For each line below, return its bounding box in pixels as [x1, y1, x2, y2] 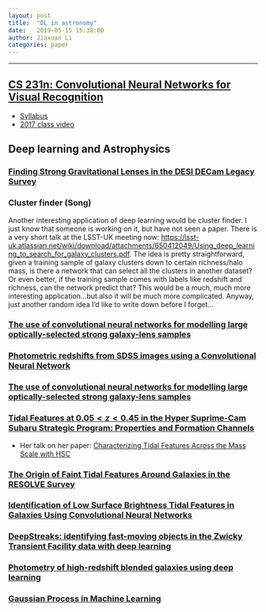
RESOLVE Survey [8, 478, 75, 489]
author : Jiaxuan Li [8, 33, 73, 42]
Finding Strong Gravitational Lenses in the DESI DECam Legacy [8, 166, 255, 177]
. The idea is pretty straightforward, [129, 249, 245, 258]
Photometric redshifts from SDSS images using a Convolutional [8, 350, 256, 361]
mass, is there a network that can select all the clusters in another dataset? [8, 266, 253, 276]
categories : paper [8, 41, 69, 49]
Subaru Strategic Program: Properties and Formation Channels [8, 423, 255, 434]
